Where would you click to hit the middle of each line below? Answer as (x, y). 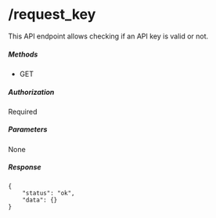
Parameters (28, 129)
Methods (23, 54)
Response (25, 167)
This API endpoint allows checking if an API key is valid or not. (108, 36)
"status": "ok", (49, 193)
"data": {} (40, 200)
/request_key (52, 15)
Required (23, 111)
